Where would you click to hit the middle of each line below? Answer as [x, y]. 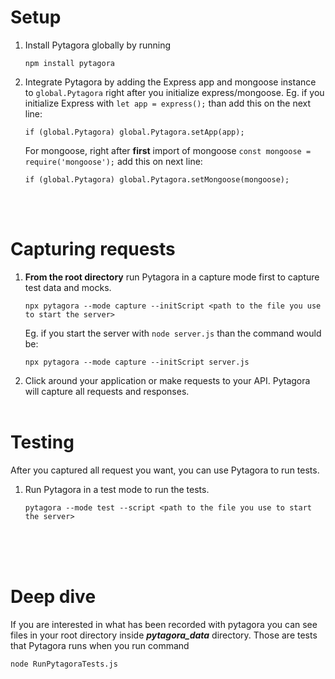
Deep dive [53, 597]
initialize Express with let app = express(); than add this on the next [168, 103]
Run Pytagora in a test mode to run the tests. [117, 489]
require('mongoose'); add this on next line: [113, 161]
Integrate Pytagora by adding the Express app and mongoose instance [170, 82]
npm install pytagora [69, 63]
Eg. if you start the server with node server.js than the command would [173, 333]
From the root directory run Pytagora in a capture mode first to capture [172, 277]
